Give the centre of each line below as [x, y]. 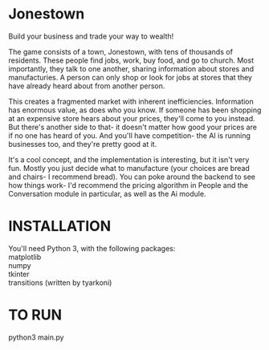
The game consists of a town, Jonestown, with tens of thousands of [120, 51]
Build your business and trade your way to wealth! [91, 36]
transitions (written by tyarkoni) [60, 283]
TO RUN [35, 315]
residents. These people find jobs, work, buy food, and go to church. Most [131, 60]
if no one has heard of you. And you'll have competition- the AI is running [130, 135]
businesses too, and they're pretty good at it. [83, 144]
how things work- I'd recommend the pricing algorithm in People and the [128, 185]
